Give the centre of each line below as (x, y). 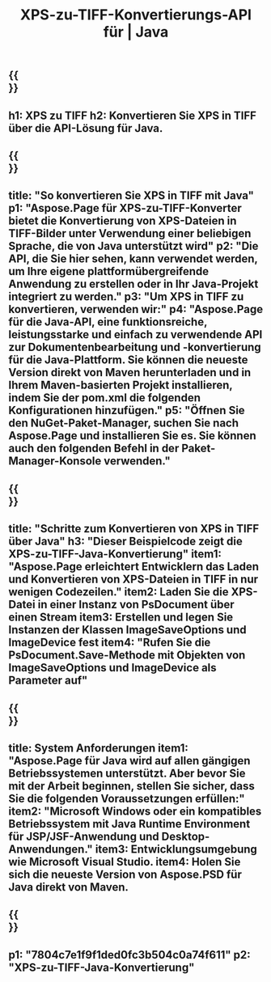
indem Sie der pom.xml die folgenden (104, 398)
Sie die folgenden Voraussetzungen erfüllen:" (127, 798)
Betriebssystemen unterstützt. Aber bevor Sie (127, 773)
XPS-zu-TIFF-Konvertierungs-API (136, 15)
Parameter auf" (48, 681)
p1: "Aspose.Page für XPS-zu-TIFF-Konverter (125, 208)
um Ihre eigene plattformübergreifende (109, 271)
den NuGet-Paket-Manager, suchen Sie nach (124, 423)
